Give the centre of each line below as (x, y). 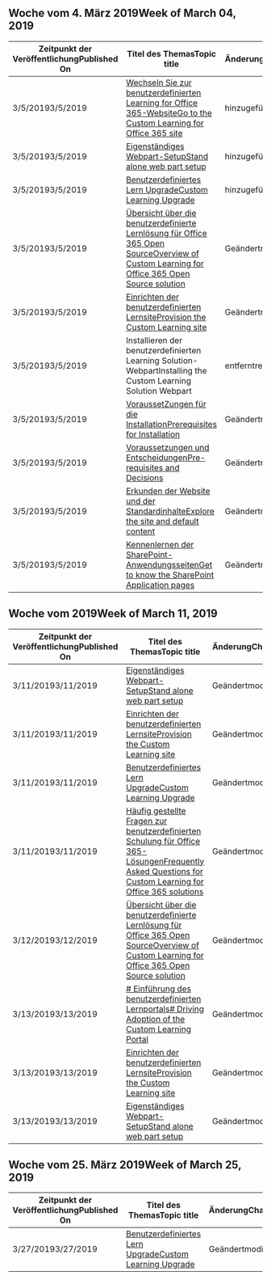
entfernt (240, 365)
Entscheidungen (157, 458)
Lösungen (145, 861)
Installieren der (154, 340)
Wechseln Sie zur (159, 82)
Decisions (145, 478)
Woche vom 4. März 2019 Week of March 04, (122, 13)
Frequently (184, 861)
